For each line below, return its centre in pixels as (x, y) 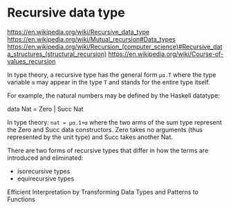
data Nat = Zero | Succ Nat (46, 109)
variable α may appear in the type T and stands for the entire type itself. (109, 82)
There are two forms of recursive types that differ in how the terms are (108, 150)
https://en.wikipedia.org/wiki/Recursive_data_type (78, 32)
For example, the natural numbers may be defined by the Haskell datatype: (113, 96)
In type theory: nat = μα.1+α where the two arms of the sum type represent (115, 122)
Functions (21, 199)
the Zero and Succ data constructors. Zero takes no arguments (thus (105, 129)
